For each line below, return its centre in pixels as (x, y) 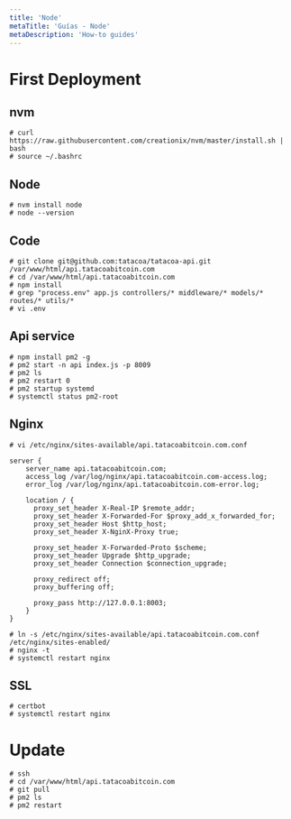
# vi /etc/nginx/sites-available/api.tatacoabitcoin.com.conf (128, 445)
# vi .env (28, 308)
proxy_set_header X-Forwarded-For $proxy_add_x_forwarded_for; (155, 516)
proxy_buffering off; (74, 587)
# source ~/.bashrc (46, 157)
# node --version (42, 213)
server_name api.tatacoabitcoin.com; (96, 469)
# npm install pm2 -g (50, 357)
